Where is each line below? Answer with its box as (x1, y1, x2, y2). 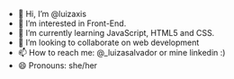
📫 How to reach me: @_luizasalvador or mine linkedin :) (17, 48, 226, 57)
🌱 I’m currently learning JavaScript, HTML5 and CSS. (17, 28, 215, 38)
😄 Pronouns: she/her (17, 60, 97, 71)
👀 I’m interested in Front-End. (17, 18, 127, 29)
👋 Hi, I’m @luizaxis (17, 9, 87, 19)
